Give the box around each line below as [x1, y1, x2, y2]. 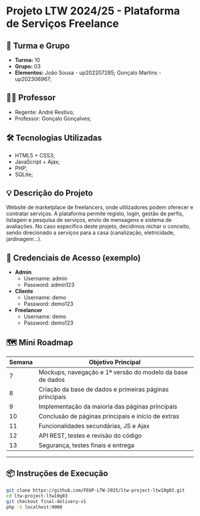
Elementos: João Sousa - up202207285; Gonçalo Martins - [14, 69, 162, 76]
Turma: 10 [14, 57, 40, 63]
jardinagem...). [6, 236, 42, 243]
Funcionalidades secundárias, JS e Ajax [38, 422, 150, 430]
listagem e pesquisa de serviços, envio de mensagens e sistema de [6, 217, 172, 224]
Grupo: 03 [14, 63, 41, 70]
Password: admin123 [23, 282, 75, 289]
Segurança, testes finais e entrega [38, 441, 135, 450]
